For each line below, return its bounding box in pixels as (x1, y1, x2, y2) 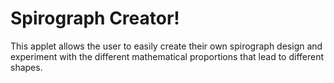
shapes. (10, 61, 43, 73)
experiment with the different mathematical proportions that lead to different (10, 50, 325, 62)
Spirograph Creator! (10, 7, 180, 30)
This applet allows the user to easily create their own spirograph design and (10, 40, 323, 52)
